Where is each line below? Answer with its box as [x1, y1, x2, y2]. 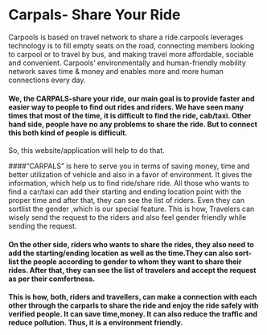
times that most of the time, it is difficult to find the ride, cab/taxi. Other [8, 110, 252, 120]
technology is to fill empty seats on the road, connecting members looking [8, 40, 255, 50]
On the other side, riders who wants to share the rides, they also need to [8, 239, 255, 249]
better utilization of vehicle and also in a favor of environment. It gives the [8, 170, 253, 180]
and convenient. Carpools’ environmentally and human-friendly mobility [8, 58, 247, 68]
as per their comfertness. [8, 274, 96, 283]
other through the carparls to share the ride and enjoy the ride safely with [8, 300, 259, 311]
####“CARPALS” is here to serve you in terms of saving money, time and [8, 161, 250, 171]
